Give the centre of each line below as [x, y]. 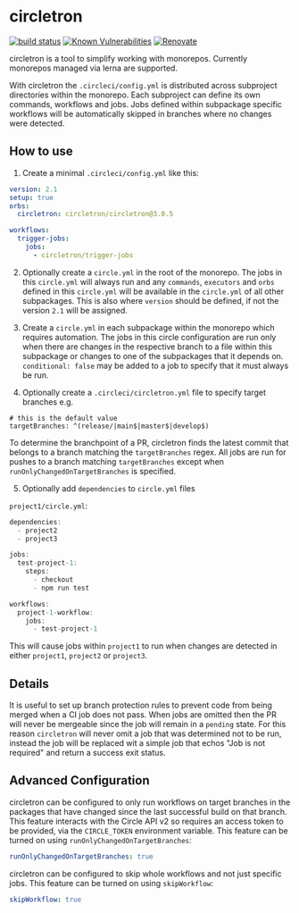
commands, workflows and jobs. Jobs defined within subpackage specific [146, 104]
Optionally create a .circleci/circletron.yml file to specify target [144, 392]
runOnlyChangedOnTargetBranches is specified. [93, 471]
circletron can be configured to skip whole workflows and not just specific [146, 874]
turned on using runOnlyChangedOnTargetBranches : [100, 840]
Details [29, 684]
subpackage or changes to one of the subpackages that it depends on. [153, 356]
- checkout [53, 580]
